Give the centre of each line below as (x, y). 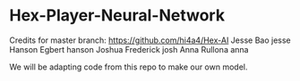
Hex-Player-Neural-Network (117, 16)
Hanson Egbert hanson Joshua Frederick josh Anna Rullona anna (129, 49)
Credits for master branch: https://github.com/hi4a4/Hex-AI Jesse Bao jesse (150, 40)
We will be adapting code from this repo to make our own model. (129, 67)
